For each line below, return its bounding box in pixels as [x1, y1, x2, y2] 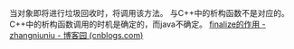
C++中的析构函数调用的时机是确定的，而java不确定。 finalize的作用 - [9, 19, 266, 29]
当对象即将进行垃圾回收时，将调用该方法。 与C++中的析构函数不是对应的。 [9, 8, 289, 18]
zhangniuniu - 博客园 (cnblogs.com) [9, 30, 144, 40]
